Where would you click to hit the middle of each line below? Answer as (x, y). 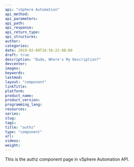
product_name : (19, 95)
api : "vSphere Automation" (32, 9)
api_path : (15, 23)
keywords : (15, 73)
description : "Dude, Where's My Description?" (53, 59)
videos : (13, 141)
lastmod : (14, 77)
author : (13, 41)
